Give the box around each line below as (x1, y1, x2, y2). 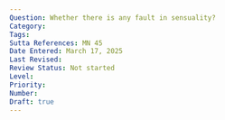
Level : (9, 72, 34, 81)
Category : (9, 22, 47, 31)
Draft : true (9, 97, 54, 106)
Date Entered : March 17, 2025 (9, 47, 124, 56)
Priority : (9, 80, 47, 89)
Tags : (9, 30, 30, 39)
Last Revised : (9, 55, 63, 64)
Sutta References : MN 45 (9, 38, 103, 48)
